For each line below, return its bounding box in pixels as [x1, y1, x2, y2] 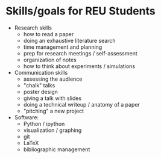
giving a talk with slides [23, 95, 82, 102]
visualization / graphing [23, 126, 82, 134]
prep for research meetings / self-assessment [23, 49, 138, 57]
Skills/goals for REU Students [5, 4, 156, 18]
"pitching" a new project [23, 107, 84, 114]
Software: [14, 113, 39, 121]
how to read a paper [23, 30, 74, 37]
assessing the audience [23, 75, 83, 83]
